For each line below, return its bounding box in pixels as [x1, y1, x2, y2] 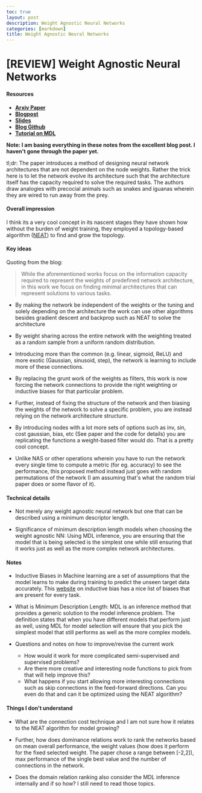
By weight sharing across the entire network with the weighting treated [14, 332, 192, 339]
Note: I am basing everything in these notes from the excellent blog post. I [6, 141, 195, 148]
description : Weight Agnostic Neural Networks [6, 20, 125, 26]
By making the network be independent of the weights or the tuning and [14, 301, 194, 308]
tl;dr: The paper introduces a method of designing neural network [6, 159, 169, 167]
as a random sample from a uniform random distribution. [14, 339, 156, 346]
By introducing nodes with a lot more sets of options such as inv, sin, [14, 424, 186, 431]
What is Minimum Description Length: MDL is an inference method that [14, 603, 191, 610]
